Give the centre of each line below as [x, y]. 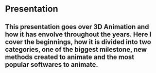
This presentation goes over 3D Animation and [77, 27]
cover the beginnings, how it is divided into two [78, 42]
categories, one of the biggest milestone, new [76, 49]
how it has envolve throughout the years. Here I [78, 34]
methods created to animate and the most [70, 57]
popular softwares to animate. [52, 65]
